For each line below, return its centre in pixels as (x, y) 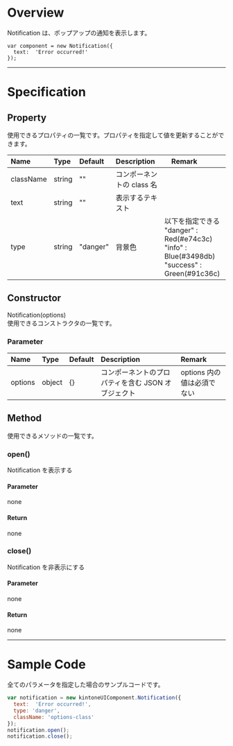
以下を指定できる (192, 221)
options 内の (201, 372)
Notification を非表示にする (46, 567)
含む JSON (145, 383)
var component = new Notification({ (60, 46)
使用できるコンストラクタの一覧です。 (61, 323)
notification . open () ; (38, 730)
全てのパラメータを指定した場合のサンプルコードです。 (86, 685)
